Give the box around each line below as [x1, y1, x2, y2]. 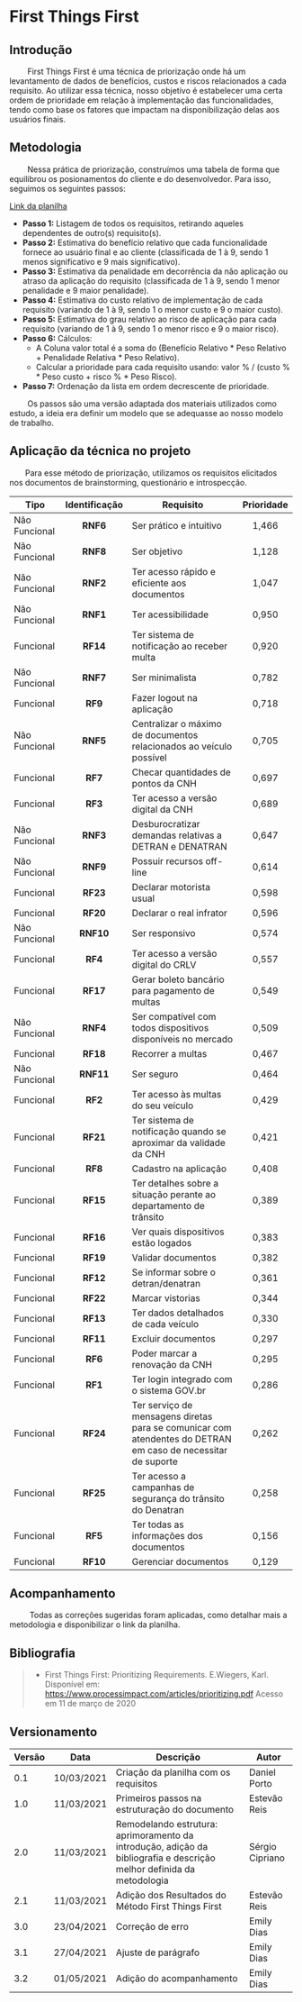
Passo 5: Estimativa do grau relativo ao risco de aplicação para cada [22, 314, 277, 324]
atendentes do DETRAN [131, 1433, 232, 1445]
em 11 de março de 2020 [44, 1698, 137, 1709]
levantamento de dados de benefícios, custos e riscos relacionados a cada [9, 76, 287, 86]
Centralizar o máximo [131, 717, 222, 730]
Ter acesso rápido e [131, 565, 216, 578]
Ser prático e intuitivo [131, 519, 222, 532]
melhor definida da [115, 1863, 196, 1876]
